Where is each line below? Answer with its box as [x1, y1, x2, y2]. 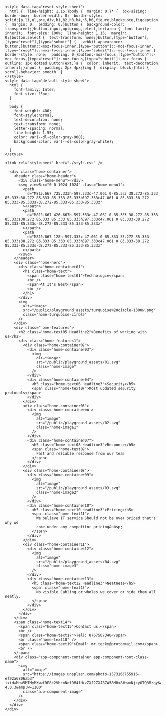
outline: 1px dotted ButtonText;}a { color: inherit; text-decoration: [5, 61, 161, 66]
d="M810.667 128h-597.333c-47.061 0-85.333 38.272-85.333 [27, 234, 149, 239]
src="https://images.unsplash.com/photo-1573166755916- [23, 672, 140, 677]
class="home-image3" [36, 563, 79, 568]
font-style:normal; [14, 113, 54, 118]
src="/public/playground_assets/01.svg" [36, 360, 121, 365]
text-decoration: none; [14, 117, 63, 122]
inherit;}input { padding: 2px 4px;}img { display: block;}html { [5, 65, 149, 70]
